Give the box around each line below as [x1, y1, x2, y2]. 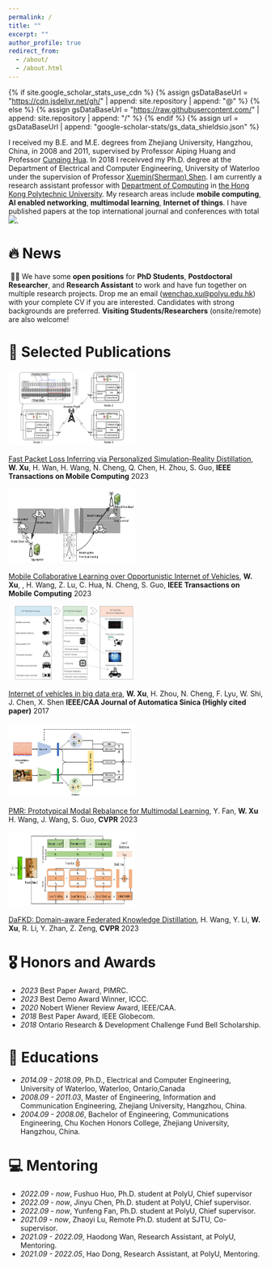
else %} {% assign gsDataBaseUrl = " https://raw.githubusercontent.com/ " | [8, 104, 260, 114]
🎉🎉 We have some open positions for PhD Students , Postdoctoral [10, 271, 233, 281]
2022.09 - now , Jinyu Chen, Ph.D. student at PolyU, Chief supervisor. [19, 1197, 252, 1207]
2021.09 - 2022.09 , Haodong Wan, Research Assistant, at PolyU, [19, 1231, 236, 1241]
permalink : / [8, 13, 53, 21]
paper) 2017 [8, 706, 50, 715]
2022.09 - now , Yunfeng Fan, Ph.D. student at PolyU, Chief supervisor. [19, 1206, 256, 1215]
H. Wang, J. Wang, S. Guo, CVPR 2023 [8, 814, 138, 824]
